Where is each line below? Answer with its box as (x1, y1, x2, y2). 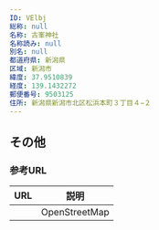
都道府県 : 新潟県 (9, 56, 66, 65)
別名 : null (9, 47, 48, 57)
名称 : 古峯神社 (9, 30, 59, 39)
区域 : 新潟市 (9, 65, 52, 74)
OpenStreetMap (40, 206, 110, 219)
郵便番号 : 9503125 (9, 89, 75, 99)
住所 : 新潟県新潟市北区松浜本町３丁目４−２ (9, 98, 152, 108)
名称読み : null (9, 38, 62, 48)
